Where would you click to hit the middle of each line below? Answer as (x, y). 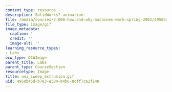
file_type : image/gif (28, 24)
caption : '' (23, 34)
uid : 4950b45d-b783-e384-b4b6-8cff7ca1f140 (52, 81)
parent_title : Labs (26, 62)
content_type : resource (31, 10)
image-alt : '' (25, 43)
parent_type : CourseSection (35, 67)
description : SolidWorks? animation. (46, 15)
